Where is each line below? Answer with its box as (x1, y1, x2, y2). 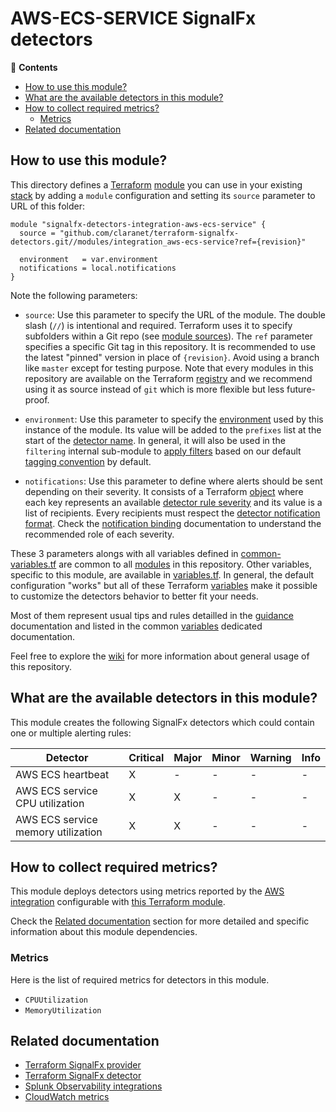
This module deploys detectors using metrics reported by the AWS (10, 885, 285, 897)
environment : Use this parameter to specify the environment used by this (24, 413, 324, 425)
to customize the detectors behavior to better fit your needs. (10, 590, 259, 602)
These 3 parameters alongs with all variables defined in (10, 547, 239, 559)
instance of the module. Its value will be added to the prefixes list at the (24, 423, 322, 436)
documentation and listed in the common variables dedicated (10, 620, 263, 632)
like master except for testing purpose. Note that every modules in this (24, 362, 314, 374)
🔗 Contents (10, 61, 58, 73)
